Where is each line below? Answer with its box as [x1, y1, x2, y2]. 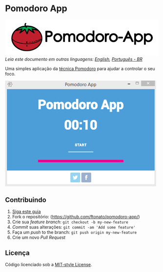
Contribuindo [5, 195, 46, 204]
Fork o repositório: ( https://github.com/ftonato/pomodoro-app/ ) [12, 214, 140, 220]
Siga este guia [12, 209, 41, 214]
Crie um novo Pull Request [12, 234, 66, 240]
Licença [5, 249, 30, 257]
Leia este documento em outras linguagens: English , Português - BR [5, 56, 143, 62]
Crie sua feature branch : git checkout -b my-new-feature [12, 219, 128, 225]
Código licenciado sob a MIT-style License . [5, 262, 92, 268]
